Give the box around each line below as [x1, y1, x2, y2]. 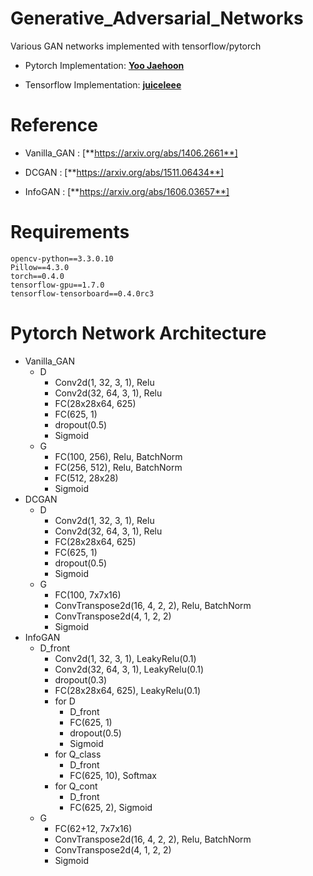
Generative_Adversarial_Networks [10, 7, 304, 30]
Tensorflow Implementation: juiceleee [24, 78, 182, 91]
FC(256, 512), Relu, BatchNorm [54, 461, 183, 473]
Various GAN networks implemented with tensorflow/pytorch [10, 40, 262, 52]
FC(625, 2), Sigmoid [69, 801, 153, 813]
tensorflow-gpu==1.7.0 [10, 280, 105, 290]
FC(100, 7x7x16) [54, 588, 122, 601]
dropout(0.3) [54, 673, 108, 686]
